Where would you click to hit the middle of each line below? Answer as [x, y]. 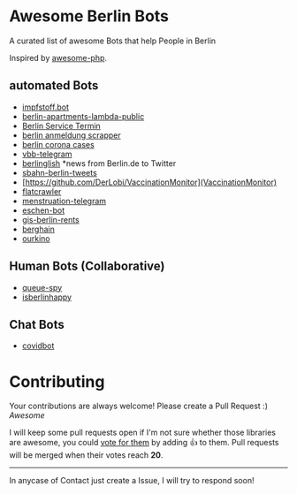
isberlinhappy [47, 297]
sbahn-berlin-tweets [59, 172]
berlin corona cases [58, 144]
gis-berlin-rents [50, 219]
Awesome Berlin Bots [89, 16]
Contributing [57, 381]
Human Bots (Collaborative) [87, 266]
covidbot [38, 346]
